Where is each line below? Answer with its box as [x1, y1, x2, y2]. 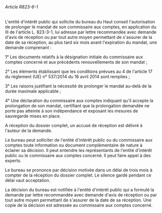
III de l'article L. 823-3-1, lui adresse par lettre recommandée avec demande [5, 29, 157, 35]
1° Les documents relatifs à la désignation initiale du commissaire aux [5, 54, 143, 60]
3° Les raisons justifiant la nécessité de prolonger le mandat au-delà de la [5, 83, 152, 89]
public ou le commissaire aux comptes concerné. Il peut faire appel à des [5, 153, 151, 159]
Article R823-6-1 [5, 4, 38, 10]
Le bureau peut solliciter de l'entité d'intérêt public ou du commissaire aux [5, 137, 153, 143]
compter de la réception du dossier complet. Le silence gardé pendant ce [5, 172, 151, 178]
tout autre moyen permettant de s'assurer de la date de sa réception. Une [5, 197, 152, 203]
